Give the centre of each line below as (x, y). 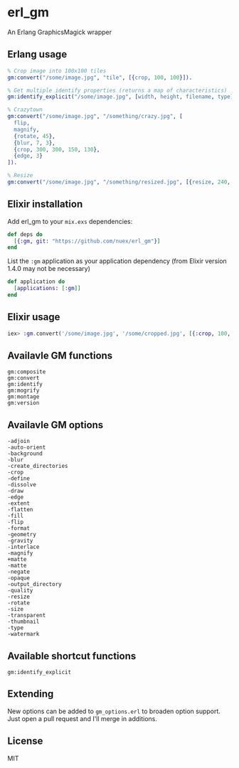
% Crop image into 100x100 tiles (57, 71)
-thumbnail (23, 622)
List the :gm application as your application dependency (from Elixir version (117, 261)
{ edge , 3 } (28, 156)
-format (19, 528)
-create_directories (38, 466)
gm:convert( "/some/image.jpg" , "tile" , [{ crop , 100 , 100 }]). (100, 78)
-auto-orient (27, 448)
